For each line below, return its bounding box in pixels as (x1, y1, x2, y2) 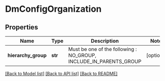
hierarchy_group (7, 52, 47, 58)
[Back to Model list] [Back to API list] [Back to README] (5, 71, 118, 77)
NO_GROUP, (68, 52, 97, 58)
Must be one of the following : (68, 46, 137, 53)
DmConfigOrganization (5, 3, 102, 15)
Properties (5, 23, 38, 31)
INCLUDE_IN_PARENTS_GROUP (68, 58, 141, 65)
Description (90, 38, 119, 44)
